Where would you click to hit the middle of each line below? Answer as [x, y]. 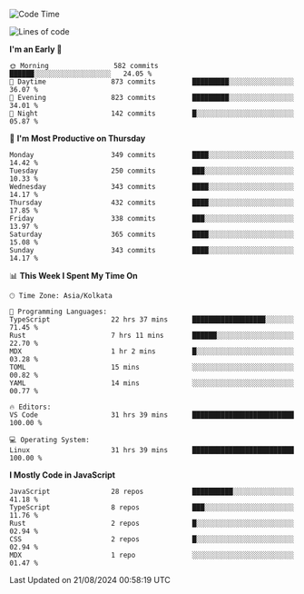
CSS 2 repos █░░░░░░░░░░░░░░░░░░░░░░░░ [152, 540]
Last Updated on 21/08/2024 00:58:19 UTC [90, 580]
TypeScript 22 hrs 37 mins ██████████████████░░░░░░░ [152, 320]
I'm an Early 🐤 [36, 49]
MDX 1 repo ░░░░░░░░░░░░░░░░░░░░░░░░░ [152, 555]
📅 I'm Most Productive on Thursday [78, 138]
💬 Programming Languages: [58, 312]
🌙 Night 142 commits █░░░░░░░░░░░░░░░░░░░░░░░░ [152, 114]
